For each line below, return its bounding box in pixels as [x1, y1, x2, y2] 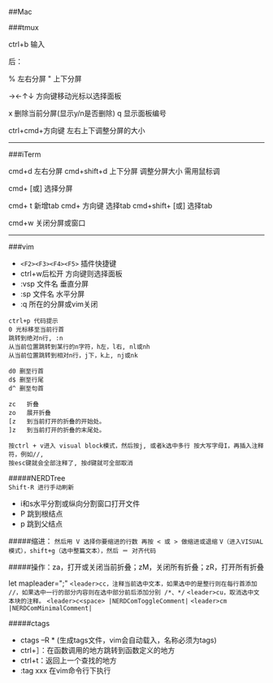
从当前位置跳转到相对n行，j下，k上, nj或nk [8, 352, 138, 360]
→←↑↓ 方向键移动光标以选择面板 [8, 91, 122, 101]
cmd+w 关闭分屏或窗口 [8, 218, 86, 227]
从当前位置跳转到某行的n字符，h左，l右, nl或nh [8, 343, 150, 351]
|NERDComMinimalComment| [8, 604, 93, 612]
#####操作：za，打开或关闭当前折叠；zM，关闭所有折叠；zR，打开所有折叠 [8, 562, 265, 572]
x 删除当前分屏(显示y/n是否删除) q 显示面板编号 [8, 109, 167, 118]
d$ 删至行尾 [8, 376, 45, 384]
